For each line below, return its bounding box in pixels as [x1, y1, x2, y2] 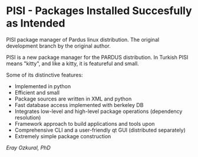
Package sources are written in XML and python [14, 95, 132, 102]
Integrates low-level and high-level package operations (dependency [14, 108, 183, 115]
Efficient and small [14, 89, 60, 96]
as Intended [6, 16, 65, 30]
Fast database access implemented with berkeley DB [14, 101, 144, 108]
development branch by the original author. [6, 42, 111, 49]
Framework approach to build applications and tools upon [14, 120, 155, 127]
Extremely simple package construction [14, 132, 111, 139]
